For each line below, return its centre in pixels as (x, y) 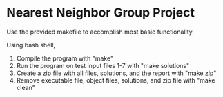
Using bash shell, (31, 45)
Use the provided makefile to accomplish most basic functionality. (100, 32)
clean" (26, 87)
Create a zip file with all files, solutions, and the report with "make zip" (116, 73)
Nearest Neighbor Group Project (100, 13)
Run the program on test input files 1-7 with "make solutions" (103, 65)
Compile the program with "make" (65, 58)
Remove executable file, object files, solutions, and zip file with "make (116, 80)
